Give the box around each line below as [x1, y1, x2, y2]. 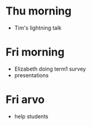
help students [14, 113, 49, 120]
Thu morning [5, 4, 72, 18]
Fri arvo [5, 93, 45, 107]
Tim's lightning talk [14, 24, 62, 31]
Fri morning [5, 45, 65, 59]
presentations [14, 71, 49, 79]
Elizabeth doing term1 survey [14, 65, 87, 72]
